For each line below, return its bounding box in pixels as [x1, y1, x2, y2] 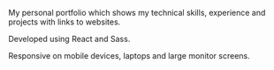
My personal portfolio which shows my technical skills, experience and [8, 8, 266, 17]
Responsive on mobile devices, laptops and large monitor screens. [8, 51, 251, 60]
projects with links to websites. [8, 17, 121, 27]
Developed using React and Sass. [8, 34, 131, 44]
